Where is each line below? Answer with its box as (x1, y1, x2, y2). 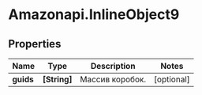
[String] (42, 74, 73, 85)
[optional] (153, 74, 191, 85)
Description (90, 61, 136, 71)
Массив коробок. (80, 74, 147, 85)
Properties (8, 37, 62, 51)
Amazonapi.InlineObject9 (8, 6, 180, 24)
